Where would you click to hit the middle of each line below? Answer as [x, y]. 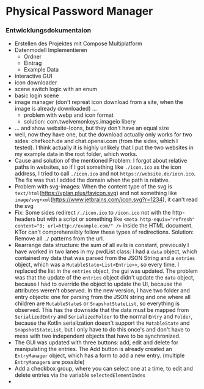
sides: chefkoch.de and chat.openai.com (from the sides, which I [96, 141]
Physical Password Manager [79, 11]
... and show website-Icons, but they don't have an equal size [92, 128]
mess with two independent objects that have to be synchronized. [97, 336]
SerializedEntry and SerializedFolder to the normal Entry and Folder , [104, 317]
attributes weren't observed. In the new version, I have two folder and [102, 291]
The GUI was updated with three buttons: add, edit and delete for [97, 343]
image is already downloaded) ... [56, 109]
